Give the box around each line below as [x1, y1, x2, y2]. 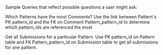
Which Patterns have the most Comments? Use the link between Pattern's [5, 14, 157, 19]
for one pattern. [5, 45, 37, 50]
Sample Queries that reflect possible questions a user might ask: [5, 4, 138, 10]
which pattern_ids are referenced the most [5, 24, 92, 30]
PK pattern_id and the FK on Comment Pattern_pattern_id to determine [5, 19, 150, 25]
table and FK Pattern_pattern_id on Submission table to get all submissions [5, 39, 158, 45]
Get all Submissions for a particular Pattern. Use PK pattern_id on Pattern [5, 34, 155, 40]
